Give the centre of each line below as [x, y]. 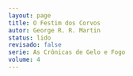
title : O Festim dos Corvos [55, 23]
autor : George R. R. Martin [55, 30]
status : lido [30, 38]
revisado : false [35, 45]
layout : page [30, 15]
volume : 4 [25, 60]
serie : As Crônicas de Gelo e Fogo [67, 52]
